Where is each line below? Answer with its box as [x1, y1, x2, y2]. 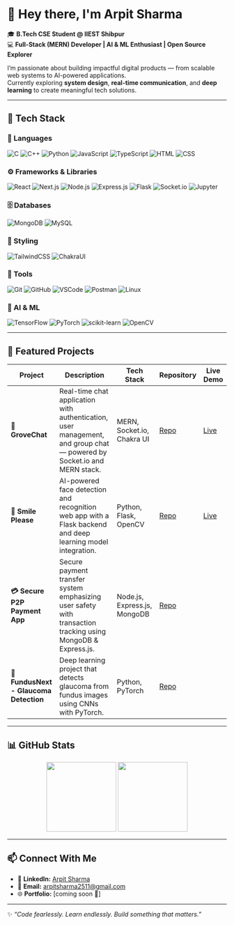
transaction [58, 618, 96, 628]
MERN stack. [58, 465, 102, 474]
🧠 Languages [7, 134, 52, 143]
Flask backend [58, 519, 107, 529]
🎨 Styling [7, 236, 38, 246]
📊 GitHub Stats [7, 740, 75, 752]
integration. [58, 545, 97, 555]
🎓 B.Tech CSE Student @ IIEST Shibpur [7, 29, 125, 38]
